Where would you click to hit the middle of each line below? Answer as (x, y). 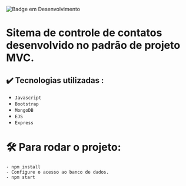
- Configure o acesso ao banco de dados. (58, 172)
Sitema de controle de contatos (84, 33)
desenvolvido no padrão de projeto (93, 46)
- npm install (24, 167)
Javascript (28, 98)
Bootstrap (27, 104)
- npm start (21, 177)
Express (24, 123)
